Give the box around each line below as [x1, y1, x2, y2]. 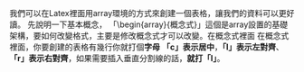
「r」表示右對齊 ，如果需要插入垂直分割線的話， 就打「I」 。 [9, 53, 225, 63]
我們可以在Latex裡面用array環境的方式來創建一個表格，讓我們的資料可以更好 [9, 8, 295, 18]
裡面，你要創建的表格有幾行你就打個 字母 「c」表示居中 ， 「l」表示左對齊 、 [9, 41, 284, 52]
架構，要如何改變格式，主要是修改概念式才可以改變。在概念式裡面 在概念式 [9, 31, 290, 40]
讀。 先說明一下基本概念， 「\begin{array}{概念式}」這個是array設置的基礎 [9, 19, 289, 30]
